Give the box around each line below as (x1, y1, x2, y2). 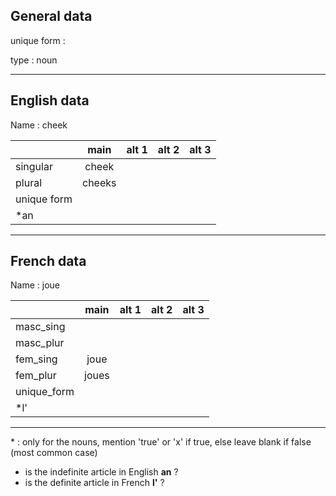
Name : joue (10, 279, 60, 291)
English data (10, 92, 90, 109)
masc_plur (15, 336, 65, 350)
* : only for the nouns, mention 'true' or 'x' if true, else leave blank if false (10, 436, 312, 448)
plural (15, 175, 43, 189)
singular (15, 159, 53, 173)
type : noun (10, 54, 58, 66)
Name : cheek (10, 119, 68, 131)
